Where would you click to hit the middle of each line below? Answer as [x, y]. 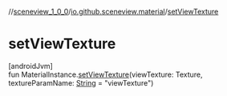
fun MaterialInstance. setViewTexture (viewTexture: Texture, [105, 74]
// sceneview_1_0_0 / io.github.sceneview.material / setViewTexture [113, 12]
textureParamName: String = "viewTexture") [81, 82]
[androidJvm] [31, 66]
